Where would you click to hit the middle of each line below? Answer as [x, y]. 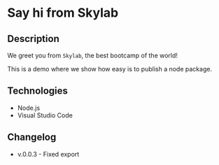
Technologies [38, 91]
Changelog [32, 137]
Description [33, 39]
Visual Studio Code [45, 115]
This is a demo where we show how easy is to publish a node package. [109, 69]
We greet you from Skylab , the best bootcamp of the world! [93, 55]
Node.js [29, 108]
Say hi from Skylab [63, 13]
